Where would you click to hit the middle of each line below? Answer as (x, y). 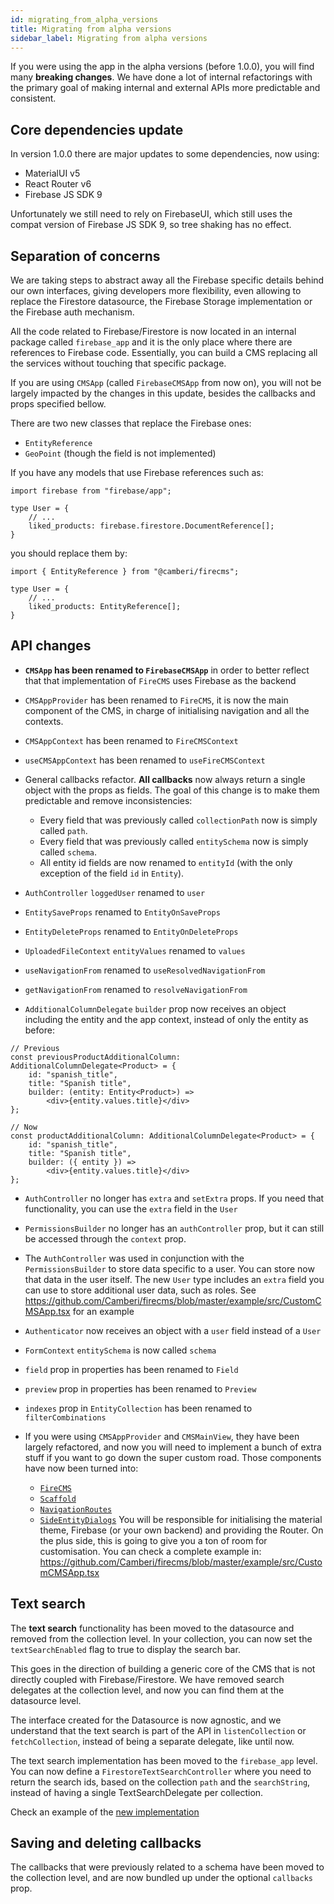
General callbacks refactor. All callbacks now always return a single (165, 779)
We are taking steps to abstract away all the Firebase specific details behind (167, 280)
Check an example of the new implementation (105, 1812)
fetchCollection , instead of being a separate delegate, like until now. (152, 1741)
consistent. (33, 98)
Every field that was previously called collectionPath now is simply (178, 820)
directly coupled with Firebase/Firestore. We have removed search (147, 1679)
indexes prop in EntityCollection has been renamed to (138, 1408)
